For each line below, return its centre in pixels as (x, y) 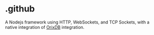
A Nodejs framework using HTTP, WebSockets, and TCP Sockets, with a (77, 22)
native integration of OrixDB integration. (45, 27)
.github (20, 9)
